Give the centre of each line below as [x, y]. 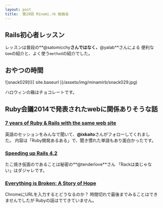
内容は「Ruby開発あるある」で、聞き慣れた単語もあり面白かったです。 [85, 140]
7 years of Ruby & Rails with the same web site [61, 123]
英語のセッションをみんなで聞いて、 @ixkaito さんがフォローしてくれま [75, 134]
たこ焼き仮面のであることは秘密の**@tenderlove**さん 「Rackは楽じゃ [76, 164]
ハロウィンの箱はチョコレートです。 [41, 92]
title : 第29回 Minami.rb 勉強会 [37, 14]
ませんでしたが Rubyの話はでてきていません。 [51, 200]
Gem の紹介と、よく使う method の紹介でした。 [49, 53]
